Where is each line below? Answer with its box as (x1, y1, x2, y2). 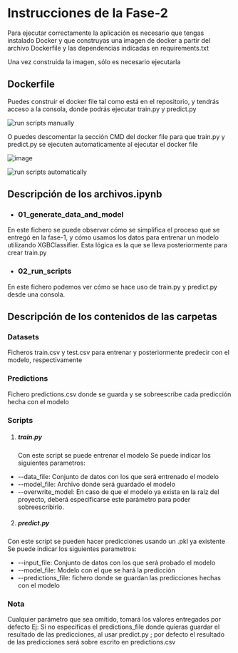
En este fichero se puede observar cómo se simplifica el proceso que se (7, 226, 220, 235)
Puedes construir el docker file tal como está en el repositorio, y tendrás (7, 97, 219, 106)
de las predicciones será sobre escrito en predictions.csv (7, 637, 176, 646)
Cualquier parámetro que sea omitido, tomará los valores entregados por (7, 615, 222, 623)
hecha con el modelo (7, 397, 69, 406)
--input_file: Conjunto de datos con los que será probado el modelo (17, 558, 216, 567)
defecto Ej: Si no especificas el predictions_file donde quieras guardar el (7, 622, 220, 631)
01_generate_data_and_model (17, 210, 124, 220)
